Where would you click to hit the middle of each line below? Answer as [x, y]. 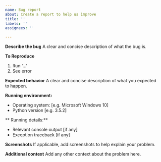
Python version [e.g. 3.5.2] [39, 110]
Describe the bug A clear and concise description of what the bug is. [76, 47]
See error [22, 71]
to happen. [16, 86]
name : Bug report [23, 10]
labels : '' [16, 24]
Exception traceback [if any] [41, 135]
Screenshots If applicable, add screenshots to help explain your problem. [80, 145]
